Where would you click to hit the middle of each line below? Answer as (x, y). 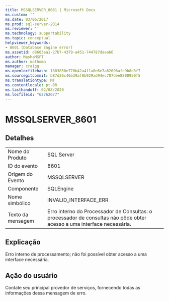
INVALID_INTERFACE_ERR (78, 200)
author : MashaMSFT (24, 57)
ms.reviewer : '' (22, 29)
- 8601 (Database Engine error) (39, 47)
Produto (17, 158)
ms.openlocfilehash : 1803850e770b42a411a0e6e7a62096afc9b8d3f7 (73, 71)
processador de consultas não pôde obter (97, 218)
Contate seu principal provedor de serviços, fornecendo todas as (73, 288)
